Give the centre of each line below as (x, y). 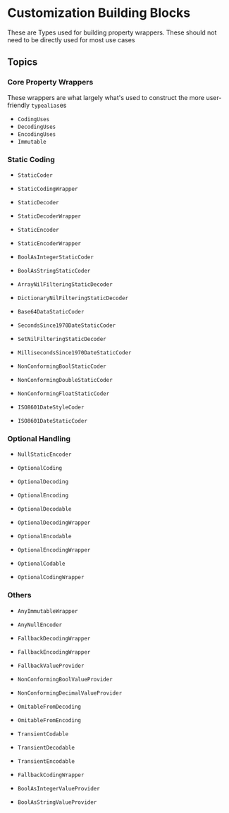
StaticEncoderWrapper (49, 243)
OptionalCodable (41, 564)
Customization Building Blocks (99, 13)
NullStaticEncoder (44, 455)
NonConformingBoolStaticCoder (62, 366)
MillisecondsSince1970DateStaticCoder (74, 353)
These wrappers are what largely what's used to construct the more (106, 97)
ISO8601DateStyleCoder (51, 407)
